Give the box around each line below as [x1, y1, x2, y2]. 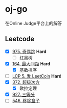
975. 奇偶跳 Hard [12, 48, 46, 54]
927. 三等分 [12, 92, 35, 98]
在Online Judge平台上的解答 [5, 20, 62, 26]
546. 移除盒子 [12, 98, 40, 104]
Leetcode [5, 35, 35, 43]
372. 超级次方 [12, 80, 40, 85]
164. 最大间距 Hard [12, 60, 50, 67]
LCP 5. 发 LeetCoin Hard [12, 73, 62, 79]
